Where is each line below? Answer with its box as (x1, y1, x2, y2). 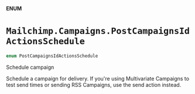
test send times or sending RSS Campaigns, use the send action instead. (6, 81, 182, 88)
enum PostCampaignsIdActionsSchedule (6, 53, 98, 59)
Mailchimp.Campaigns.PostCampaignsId (6, 26, 190, 37)
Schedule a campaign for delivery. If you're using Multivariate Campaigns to (6, 75, 189, 82)
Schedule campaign (6, 63, 54, 70)
